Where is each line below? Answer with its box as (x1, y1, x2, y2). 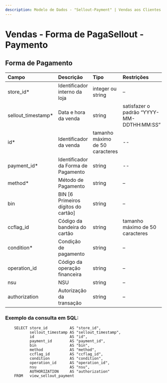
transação (58, 299, 82, 306)
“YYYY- (140, 109, 160, 116)
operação (58, 264, 81, 271)
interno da (58, 88, 82, 95)
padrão (122, 109, 140, 116)
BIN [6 (58, 191, 74, 198)
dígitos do (58, 203, 82, 210)
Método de (58, 176, 83, 183)
